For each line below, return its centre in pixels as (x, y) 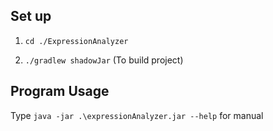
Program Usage (60, 91)
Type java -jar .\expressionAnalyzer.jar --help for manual (137, 115)
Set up (31, 16)
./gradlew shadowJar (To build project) (104, 60)
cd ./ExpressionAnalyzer (76, 41)
